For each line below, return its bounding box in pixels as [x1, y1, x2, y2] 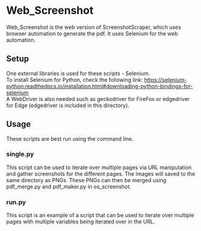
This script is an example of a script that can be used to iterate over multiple [6, 212, 194, 219]
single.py [6, 150, 34, 158]
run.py [6, 198, 26, 206]
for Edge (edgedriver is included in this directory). [6, 102, 130, 109]
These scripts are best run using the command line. [6, 135, 134, 142]
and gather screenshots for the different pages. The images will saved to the [6, 170, 196, 177]
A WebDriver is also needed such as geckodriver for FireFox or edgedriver [6, 95, 190, 102]
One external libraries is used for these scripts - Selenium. [6, 70, 150, 77]
